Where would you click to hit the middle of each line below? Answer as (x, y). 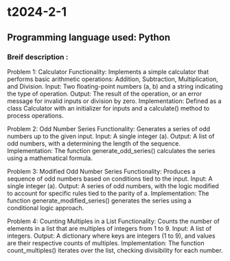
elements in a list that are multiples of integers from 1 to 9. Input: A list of (110, 228)
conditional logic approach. (46, 207)
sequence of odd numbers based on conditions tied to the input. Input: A (110, 179)
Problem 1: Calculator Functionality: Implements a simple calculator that (108, 71)
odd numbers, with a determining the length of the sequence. (94, 143)
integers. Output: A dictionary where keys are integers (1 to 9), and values (111, 236)
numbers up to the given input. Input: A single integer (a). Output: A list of (111, 136)
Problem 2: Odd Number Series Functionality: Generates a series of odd (109, 128)
